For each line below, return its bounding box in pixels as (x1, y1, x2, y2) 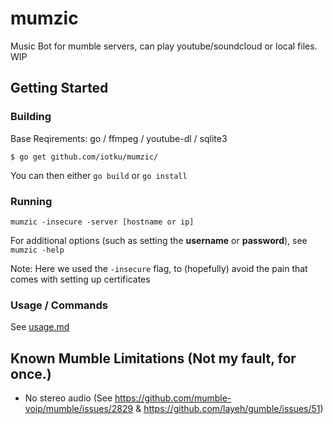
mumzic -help (10, 245, 65, 255)
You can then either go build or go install (10, 169, 188, 181)
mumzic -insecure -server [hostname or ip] (10, 217, 195, 227)
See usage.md (10, 321, 70, 333)
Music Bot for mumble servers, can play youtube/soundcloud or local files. (10, 40, 318, 52)
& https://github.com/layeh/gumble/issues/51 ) (135, 403, 324, 415)
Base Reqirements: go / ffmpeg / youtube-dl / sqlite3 (10, 132, 228, 144)
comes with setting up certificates (10, 273, 151, 285)
